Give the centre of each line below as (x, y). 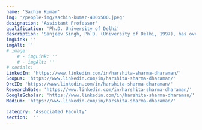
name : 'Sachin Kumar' (33, 12)
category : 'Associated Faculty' (47, 111)
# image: (17, 51)
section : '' (23, 117)
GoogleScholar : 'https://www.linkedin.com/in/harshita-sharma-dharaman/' (101, 95)
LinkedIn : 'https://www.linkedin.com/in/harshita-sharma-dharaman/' (94, 73)
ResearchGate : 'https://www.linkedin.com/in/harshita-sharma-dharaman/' (99, 90)
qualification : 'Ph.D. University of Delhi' (63, 28)
